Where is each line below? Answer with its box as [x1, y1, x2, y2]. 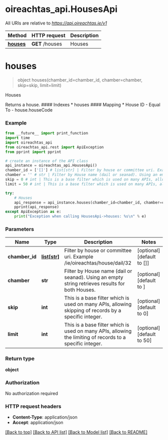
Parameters [5, 225, 34, 232]
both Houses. [64, 286, 96, 293]
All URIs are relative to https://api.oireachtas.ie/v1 [5, 20, 107, 26]
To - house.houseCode [5, 106, 53, 113]
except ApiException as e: [5, 209, 61, 214]
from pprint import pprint [5, 149, 61, 154]
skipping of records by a [64, 307, 121, 314]
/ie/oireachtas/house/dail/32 [64, 259, 131, 266]
